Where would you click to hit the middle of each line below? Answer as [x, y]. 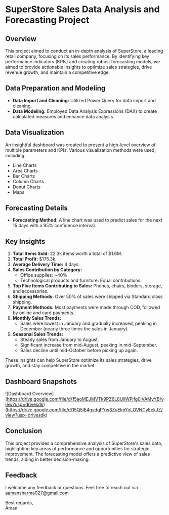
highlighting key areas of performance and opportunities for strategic [77, 448]
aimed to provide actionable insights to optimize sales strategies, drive [79, 67]
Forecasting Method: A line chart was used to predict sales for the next [88, 220]
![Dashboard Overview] [30, 394]
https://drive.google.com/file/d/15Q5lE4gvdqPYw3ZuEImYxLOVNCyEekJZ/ [85, 410]
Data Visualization [35, 133]
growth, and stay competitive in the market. [51, 366]
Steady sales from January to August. [59, 339]
